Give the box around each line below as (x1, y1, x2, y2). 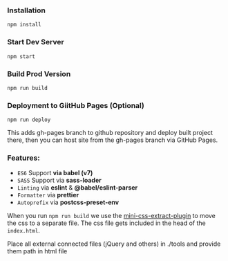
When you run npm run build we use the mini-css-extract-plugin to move (7, 212, 216, 220)
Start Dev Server (7, 37, 64, 47)
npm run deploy (7, 116, 51, 123)
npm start (7, 53, 36, 60)
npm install (7, 21, 41, 28)
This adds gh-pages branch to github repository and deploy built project (7, 129, 213, 137)
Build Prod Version (7, 69, 71, 78)
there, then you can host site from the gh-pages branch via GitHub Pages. (7, 136, 218, 144)
